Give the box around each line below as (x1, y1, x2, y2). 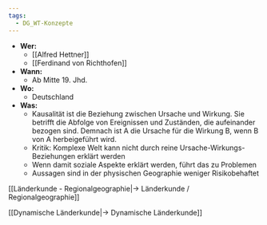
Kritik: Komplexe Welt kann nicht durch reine (31, 143, 178, 152)
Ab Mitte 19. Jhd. (31, 75, 88, 85)
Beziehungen (31, 151, 76, 160)
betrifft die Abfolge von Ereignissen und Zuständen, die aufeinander (31, 117, 256, 127)
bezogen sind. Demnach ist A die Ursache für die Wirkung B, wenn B (31, 125, 259, 136)
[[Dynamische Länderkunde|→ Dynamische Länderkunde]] (8, 207, 202, 217)
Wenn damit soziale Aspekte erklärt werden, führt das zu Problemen (31, 160, 257, 169)
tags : (8, 11, 26, 20)
